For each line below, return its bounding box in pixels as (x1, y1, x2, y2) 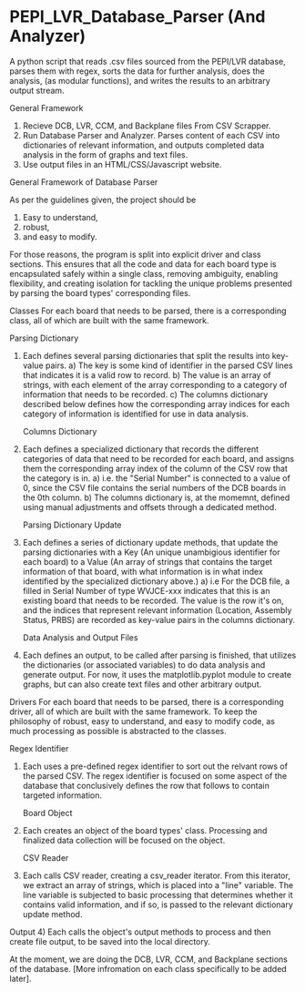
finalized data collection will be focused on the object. (22, 834, 226, 845)
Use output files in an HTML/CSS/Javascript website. (22, 159, 222, 169)
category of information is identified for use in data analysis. (22, 408, 249, 419)
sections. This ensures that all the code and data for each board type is (9, 258, 278, 270)
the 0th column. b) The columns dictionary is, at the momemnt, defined (22, 492, 290, 503)
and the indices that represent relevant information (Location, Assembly (22, 604, 292, 616)
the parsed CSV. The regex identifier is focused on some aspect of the (22, 770, 288, 781)
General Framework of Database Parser (9, 176, 158, 188)
